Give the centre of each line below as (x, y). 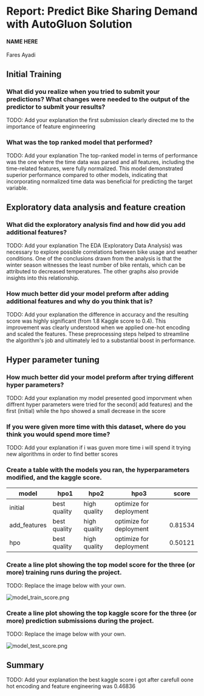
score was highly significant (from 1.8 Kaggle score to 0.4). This (86, 321)
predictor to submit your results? (56, 107)
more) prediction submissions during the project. (80, 620)
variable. (17, 188)
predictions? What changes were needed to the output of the (98, 99)
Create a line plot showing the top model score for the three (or (101, 564)
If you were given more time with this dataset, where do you (96, 426)
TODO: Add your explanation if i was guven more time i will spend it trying (99, 448)
